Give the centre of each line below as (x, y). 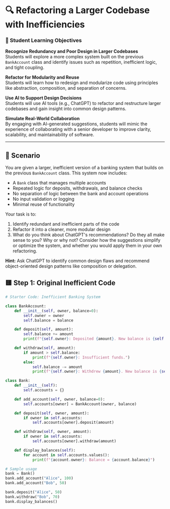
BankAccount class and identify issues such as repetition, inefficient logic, (81, 62)
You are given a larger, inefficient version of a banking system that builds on (84, 168)
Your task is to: (21, 214)
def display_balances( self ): (45, 450)
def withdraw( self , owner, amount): (53, 432)
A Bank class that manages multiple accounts (59, 183)
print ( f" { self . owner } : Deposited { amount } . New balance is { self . (95, 339)
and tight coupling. (25, 67)
